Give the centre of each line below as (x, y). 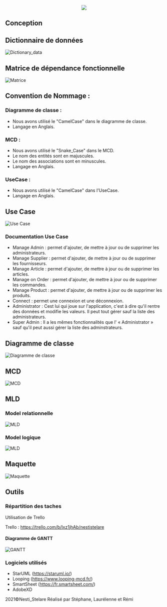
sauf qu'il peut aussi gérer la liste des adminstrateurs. (68, 328)
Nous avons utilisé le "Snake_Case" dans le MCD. (63, 150)
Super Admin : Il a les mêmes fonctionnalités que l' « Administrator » (83, 322)
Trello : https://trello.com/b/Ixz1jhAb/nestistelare (55, 527)
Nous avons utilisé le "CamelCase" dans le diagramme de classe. (79, 121)
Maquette (21, 464)
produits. (21, 296)
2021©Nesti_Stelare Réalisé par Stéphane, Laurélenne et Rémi (69, 599)
